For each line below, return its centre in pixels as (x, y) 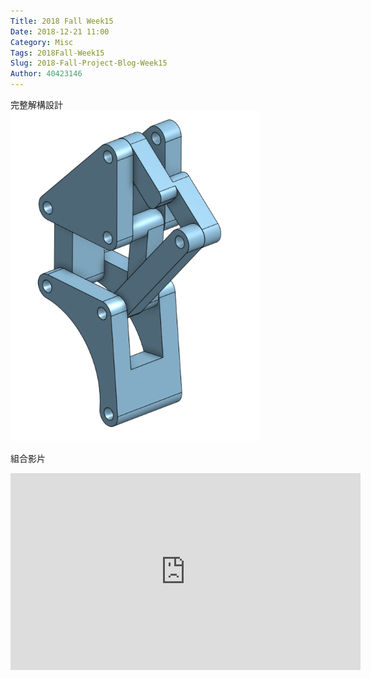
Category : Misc (42, 42)
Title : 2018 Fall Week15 (62, 21)
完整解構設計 (36, 104)
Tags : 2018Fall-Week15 (57, 53)
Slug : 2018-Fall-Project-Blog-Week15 (89, 63)
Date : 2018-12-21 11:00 (60, 31)
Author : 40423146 (46, 74)
